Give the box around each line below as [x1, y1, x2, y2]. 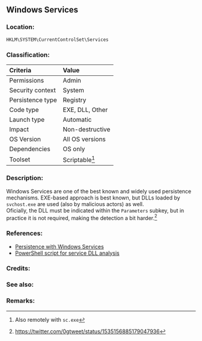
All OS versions [63, 135, 106, 143]
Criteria [9, 66, 32, 74]
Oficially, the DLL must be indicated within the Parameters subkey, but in [6, 207, 185, 214]
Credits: [6, 264, 31, 273]
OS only [63, 145, 85, 153]
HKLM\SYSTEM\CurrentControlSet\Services [6, 36, 109, 43]
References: [6, 229, 43, 237]
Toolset [9, 155, 31, 163]
